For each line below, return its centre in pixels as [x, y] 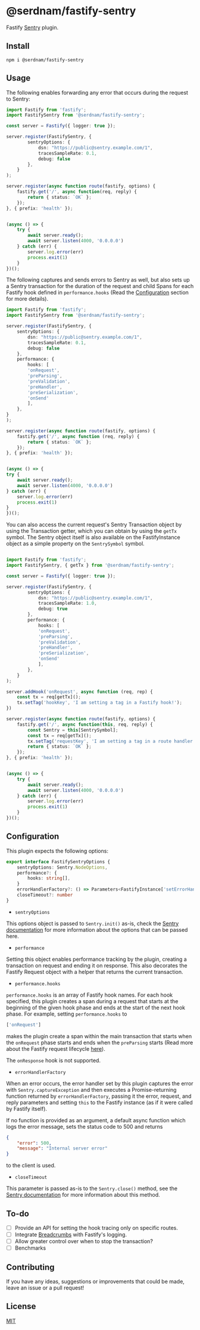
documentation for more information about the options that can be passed [97, 929]
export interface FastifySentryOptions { [58, 861]
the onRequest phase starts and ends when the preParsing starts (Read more [100, 1042]
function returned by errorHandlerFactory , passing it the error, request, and [99, 1096]
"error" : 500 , [34, 1143]
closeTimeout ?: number [45, 895]
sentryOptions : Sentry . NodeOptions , [62, 867]
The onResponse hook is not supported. [54, 1060]
